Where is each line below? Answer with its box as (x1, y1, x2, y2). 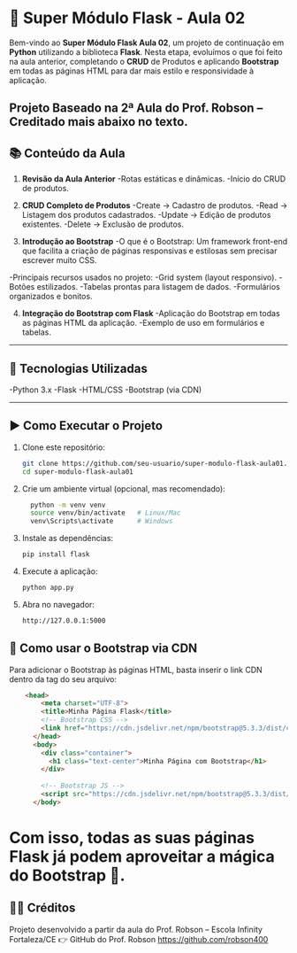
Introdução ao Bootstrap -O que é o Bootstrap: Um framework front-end (21, 236, 288, 247)
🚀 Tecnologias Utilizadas (9, 360, 148, 376)
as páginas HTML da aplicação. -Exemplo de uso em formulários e (21, 318, 265, 329)
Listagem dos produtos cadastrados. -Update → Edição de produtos (21, 210, 271, 221)
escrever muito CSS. (21, 255, 97, 266)
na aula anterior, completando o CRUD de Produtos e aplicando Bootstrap (9, 56, 279, 66)
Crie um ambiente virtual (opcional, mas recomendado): (21, 483, 225, 494)
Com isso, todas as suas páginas (9, 828, 255, 848)
